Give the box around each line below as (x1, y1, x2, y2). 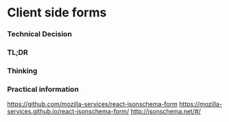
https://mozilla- (179, 100, 223, 108)
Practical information (7, 84, 79, 94)
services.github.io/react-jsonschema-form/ (7, 108, 130, 116)
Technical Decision (7, 29, 72, 39)
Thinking (7, 66, 38, 75)
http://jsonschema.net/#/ (130, 108, 201, 116)
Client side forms (7, 5, 107, 21)
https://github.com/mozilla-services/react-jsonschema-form (7, 100, 178, 108)
